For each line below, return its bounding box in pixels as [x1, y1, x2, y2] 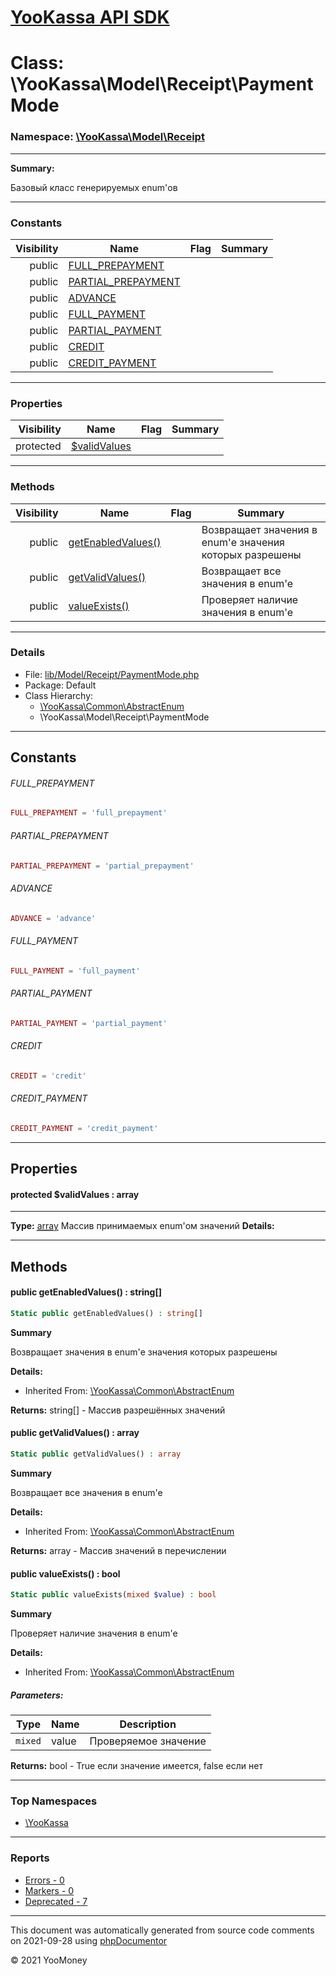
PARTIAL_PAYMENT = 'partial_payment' [10, 1018, 168, 1028]
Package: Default [24, 679, 97, 691]
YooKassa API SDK [10, 6, 170, 29]
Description [119, 1717, 177, 1731]
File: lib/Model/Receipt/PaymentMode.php [24, 668, 200, 680]
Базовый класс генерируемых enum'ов [10, 181, 178, 193]
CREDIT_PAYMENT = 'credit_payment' [10, 1123, 159, 1133]
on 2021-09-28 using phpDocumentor [10, 1934, 168, 1946]
